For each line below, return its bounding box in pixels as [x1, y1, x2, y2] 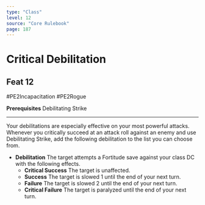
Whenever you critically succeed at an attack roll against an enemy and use [6, 129, 196, 136]
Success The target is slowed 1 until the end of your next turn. [24, 173, 181, 181]
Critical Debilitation [6, 53, 107, 66]
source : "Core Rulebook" [6, 20, 70, 26]
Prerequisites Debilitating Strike [6, 105, 87, 112]
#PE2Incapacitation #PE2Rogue [6, 93, 87, 100]
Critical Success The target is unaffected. [24, 166, 131, 174]
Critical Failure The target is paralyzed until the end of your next [24, 186, 187, 193]
